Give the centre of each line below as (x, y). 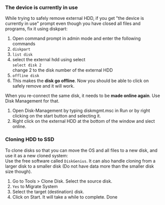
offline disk (26, 76)
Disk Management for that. (32, 101)
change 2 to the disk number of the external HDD (62, 70)
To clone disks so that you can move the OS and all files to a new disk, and (81, 150)
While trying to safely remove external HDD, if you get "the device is (75, 18)
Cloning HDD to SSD (30, 139)
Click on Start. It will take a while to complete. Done (65, 197)
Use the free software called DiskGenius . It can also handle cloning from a (81, 161)
